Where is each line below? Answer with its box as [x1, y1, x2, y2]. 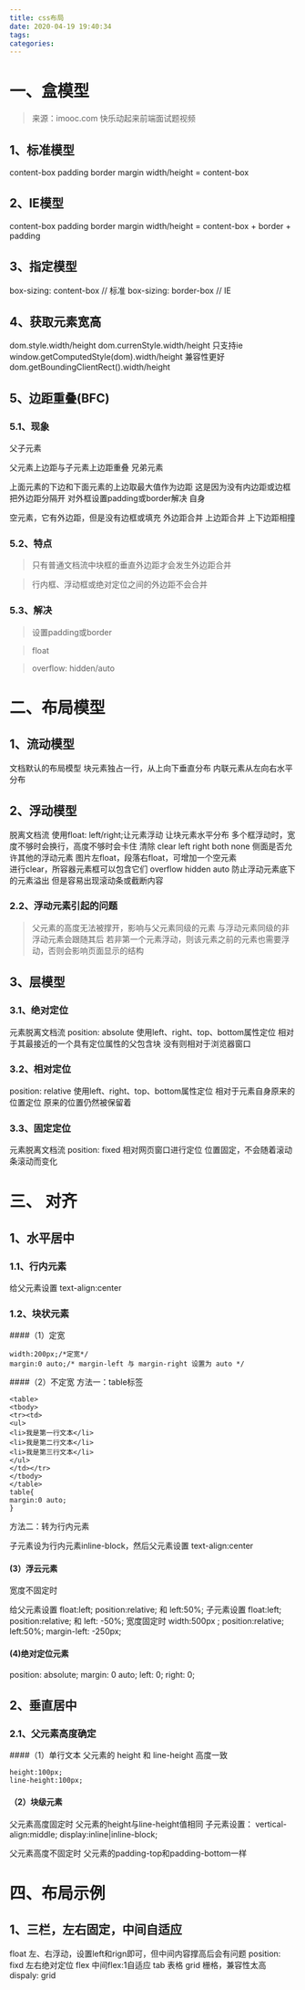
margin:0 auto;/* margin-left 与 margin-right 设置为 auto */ [9, 1359, 245, 1369]
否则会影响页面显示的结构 [47, 945, 144, 956]
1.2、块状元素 [9, 1307, 70, 1320]
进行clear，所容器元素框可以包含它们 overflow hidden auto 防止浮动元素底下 [9, 864, 296, 875]
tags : [9, 30, 30, 39]
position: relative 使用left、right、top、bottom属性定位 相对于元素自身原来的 [9, 1085, 296, 1096]
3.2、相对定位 [9, 1063, 71, 1075]
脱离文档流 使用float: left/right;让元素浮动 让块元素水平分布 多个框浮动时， [9, 829, 288, 840]
